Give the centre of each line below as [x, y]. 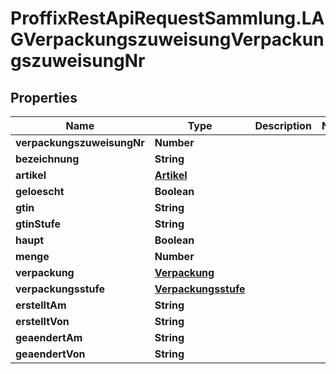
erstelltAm [41, 305]
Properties [44, 97]
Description [283, 125]
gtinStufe [38, 224]
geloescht [40, 191]
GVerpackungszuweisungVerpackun [167, 39]
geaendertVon [50, 354]
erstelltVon [42, 321]
